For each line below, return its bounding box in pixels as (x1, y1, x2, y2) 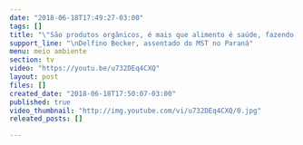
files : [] (9, 81, 47, 90)
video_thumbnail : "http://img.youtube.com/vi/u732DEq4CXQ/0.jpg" (9, 106, 261, 115)
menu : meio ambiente (9, 47, 88, 56)
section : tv (9, 55, 54, 64)
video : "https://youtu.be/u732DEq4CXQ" (9, 64, 161, 73)
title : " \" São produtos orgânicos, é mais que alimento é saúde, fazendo (9, 30, 295, 39)
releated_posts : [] (9, 114, 83, 123)
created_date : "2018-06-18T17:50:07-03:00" (9, 89, 177, 98)
